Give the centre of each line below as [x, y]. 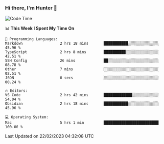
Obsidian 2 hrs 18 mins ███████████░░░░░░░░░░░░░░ [82, 104]
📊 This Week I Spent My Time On [40, 29]
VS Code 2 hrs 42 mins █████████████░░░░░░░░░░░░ [82, 95]
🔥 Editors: [16, 91]
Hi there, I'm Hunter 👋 [31, 8]
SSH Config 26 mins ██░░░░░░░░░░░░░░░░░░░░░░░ [82, 61]
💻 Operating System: [27, 117]
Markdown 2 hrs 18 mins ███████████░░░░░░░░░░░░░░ [82, 44]
